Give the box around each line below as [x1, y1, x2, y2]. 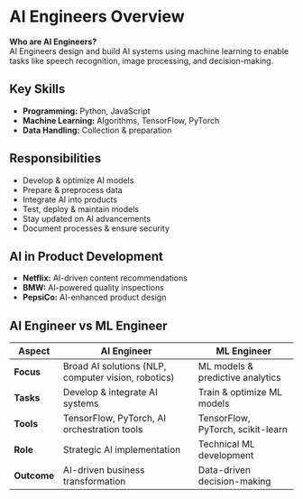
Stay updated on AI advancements [22, 213, 151, 224]
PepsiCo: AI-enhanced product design [22, 291, 167, 303]
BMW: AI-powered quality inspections [22, 282, 165, 293]
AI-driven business [62, 464, 145, 476]
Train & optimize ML [197, 386, 282, 399]
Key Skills [9, 81, 66, 97]
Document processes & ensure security [22, 223, 170, 234]
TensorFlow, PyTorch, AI [62, 412, 167, 425]
